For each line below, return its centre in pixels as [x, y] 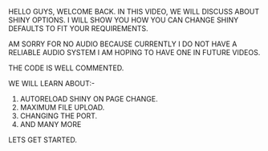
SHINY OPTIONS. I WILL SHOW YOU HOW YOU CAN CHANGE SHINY [124, 20]
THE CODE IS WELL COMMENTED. [66, 68]
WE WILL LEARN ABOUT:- [51, 83]
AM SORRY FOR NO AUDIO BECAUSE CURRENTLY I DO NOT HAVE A [123, 44]
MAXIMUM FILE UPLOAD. [62, 107]
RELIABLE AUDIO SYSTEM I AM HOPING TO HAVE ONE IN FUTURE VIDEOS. [134, 52]
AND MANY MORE [51, 124]
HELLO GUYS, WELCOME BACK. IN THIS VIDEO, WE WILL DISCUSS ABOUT [134, 12]
